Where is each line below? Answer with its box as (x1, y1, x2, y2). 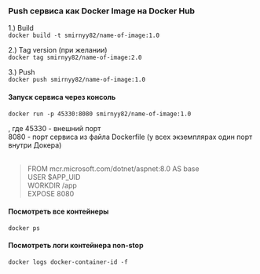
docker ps (8, 224, 41, 232)
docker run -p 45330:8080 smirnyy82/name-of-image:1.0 (8, 110, 192, 118)
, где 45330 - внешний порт (8, 123, 101, 133)
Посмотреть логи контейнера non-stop (8, 241, 144, 250)
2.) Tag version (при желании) (8, 46, 108, 55)
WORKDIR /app (27, 181, 77, 190)
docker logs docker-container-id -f (8, 258, 128, 266)
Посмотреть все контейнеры (8, 206, 109, 217)
